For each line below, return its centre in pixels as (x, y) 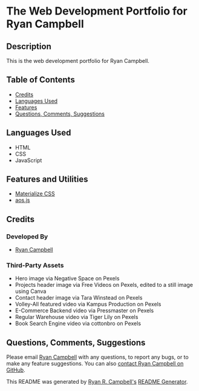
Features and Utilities (47, 179)
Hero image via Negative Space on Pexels (67, 278)
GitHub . (16, 370)
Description (29, 46)
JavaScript (28, 160)
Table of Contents (41, 80)
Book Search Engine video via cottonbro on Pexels (78, 324)
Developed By (27, 236)
